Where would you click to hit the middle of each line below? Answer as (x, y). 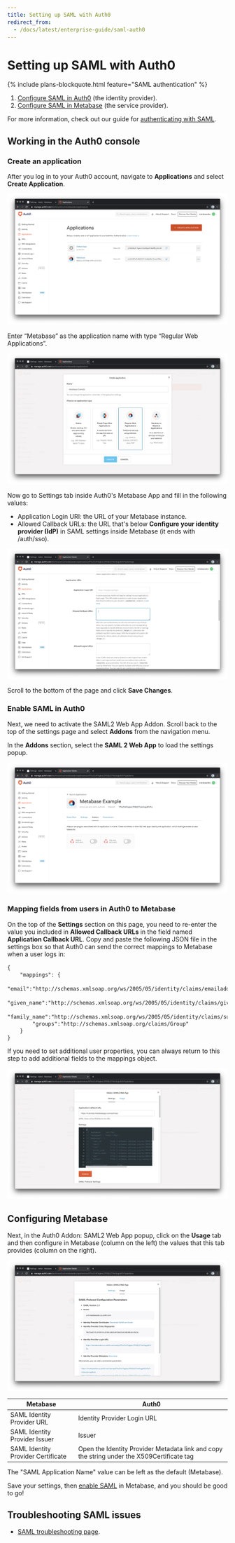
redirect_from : (29, 22)
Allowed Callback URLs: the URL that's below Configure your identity (118, 524)
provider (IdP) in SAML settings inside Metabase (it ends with (106, 531)
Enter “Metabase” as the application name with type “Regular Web (103, 336)
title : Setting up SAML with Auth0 (59, 15)
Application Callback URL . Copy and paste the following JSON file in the (112, 939)
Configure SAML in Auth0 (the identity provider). (87, 98)
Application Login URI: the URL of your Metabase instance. (102, 516)
